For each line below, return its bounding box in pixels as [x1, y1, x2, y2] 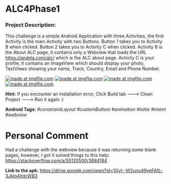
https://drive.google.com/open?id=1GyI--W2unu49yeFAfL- [39, 168, 163, 174]
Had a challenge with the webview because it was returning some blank [5, 147, 157, 153]
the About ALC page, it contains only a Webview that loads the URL [5, 49, 147, 55]
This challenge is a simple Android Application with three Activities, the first [5, 33, 164, 39]
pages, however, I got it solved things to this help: [5, 152, 110, 158]
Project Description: [5, 22, 56, 29]
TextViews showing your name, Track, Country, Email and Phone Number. [5, 66, 160, 72]
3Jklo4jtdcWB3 [5, 173, 38, 179]
